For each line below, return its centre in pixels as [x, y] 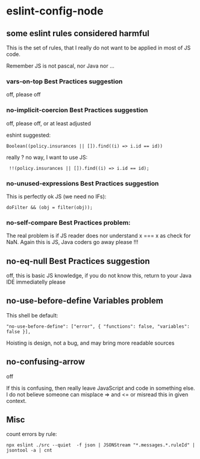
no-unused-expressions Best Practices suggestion [83, 183]
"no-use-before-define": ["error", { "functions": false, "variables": [98, 326]
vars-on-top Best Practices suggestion [64, 81]
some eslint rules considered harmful [78, 33]
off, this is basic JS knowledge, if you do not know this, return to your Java [99, 276]
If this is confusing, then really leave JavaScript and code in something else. [101, 388]
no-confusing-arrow [46, 362]
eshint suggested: [29, 135]
